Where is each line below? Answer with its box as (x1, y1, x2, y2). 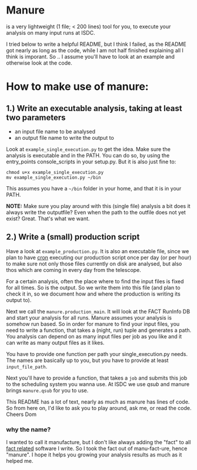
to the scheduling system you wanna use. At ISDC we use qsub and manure (6, 380, 190, 388)
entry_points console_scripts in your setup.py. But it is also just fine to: (6, 158, 176, 165)
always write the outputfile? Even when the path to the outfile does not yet (6, 209, 186, 216)
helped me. (6, 458, 34, 465)
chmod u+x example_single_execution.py (6, 169, 104, 175)
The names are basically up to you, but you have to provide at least (6, 357, 169, 364)
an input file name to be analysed (14, 127, 96, 135)
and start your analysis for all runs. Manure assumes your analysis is (6, 314, 172, 321)
